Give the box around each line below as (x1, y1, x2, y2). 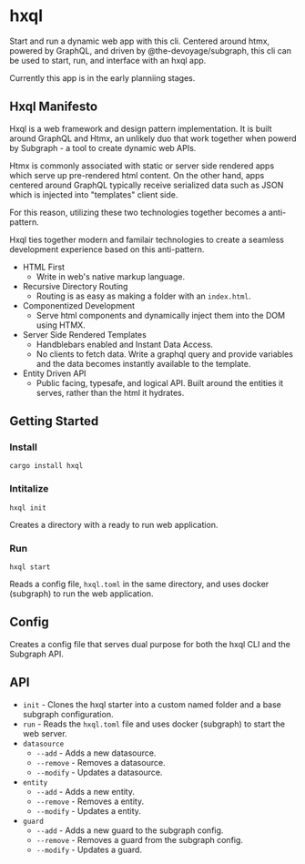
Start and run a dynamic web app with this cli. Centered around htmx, (9, 36, 270, 46)
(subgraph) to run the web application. (9, 588, 154, 599)
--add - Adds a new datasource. (36, 747, 157, 758)
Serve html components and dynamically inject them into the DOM (36, 310, 285, 320)
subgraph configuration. (22, 708, 114, 719)
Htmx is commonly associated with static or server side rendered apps (9, 160, 275, 171)
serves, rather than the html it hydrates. (36, 387, 185, 398)
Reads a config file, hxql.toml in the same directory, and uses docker (9, 579, 269, 590)
